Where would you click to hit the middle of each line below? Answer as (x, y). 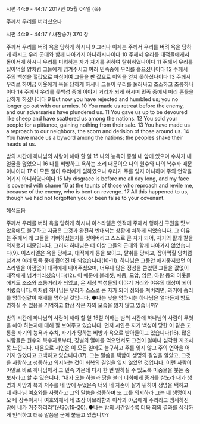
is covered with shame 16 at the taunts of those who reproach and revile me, (100, 185)
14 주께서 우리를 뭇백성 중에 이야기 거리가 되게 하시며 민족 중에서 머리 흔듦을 (105, 92)
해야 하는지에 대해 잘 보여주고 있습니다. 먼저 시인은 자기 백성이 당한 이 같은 (99, 325)
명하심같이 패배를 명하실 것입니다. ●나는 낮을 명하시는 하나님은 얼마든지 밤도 (101, 298)
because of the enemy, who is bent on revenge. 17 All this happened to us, (97, 192)
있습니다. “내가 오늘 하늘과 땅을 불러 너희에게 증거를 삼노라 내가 (113, 377)
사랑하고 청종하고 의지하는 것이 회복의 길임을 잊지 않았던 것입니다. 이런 (94, 362)
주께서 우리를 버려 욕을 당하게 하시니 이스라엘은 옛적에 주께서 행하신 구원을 (93, 223)
